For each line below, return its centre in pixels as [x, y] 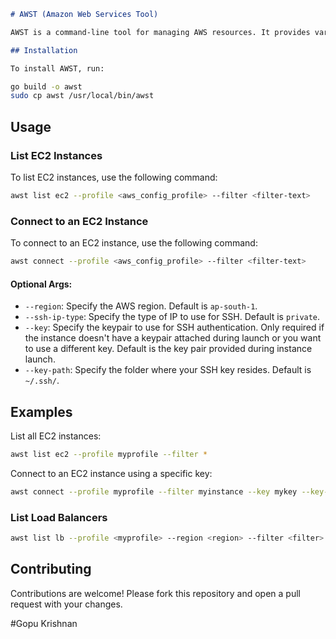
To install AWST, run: [57, 68]
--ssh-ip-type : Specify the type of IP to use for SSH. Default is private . [172, 317]
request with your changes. [66, 604]
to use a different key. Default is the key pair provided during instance [168, 349]
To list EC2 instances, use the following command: [114, 177]
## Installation [44, 50]
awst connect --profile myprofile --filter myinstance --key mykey [154, 491]
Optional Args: [41, 284]
